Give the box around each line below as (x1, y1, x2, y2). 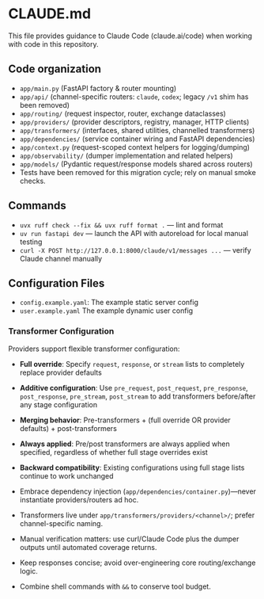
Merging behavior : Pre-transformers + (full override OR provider (19, 415, 231, 425)
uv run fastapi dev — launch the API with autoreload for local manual (19, 228, 249, 238)
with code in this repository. (8, 39, 99, 48)
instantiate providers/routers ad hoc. (19, 494, 139, 504)
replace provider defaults (19, 368, 103, 377)
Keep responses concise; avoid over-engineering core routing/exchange (19, 558, 256, 567)
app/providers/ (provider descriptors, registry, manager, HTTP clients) (19, 116, 250, 127)
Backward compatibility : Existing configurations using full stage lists (19, 463, 245, 472)
